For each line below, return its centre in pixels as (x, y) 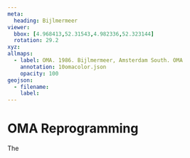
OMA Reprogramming (73, 128)
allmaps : (20, 54)
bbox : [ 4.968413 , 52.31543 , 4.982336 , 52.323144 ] (84, 34)
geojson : (20, 80)
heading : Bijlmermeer (46, 21)
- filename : (32, 87)
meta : (15, 14)
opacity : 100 (39, 73)
